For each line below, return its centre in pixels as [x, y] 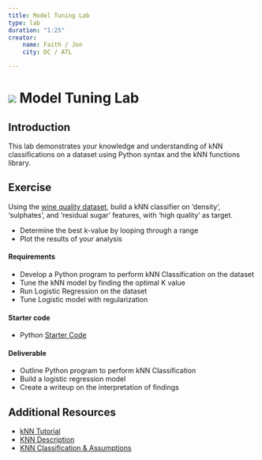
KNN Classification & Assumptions [75, 448]
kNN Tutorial [40, 432]
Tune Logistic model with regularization [84, 300]
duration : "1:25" [37, 30]
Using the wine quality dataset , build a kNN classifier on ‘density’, [114, 207]
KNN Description [47, 439]
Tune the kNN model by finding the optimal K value [102, 283]
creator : [22, 37]
